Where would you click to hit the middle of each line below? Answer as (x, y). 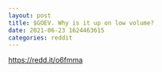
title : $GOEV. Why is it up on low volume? (81, 23)
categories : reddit (40, 38)
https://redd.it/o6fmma (46, 60)
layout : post (30, 15)
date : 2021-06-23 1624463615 (56, 30)
